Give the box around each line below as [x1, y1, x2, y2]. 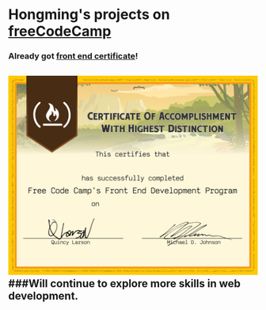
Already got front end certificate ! [8, 51, 139, 62]
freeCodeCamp [8, 22, 112, 40]
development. [8, 289, 79, 302]
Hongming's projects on [8, 6, 170, 24]
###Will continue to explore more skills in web [8, 277, 241, 290]
